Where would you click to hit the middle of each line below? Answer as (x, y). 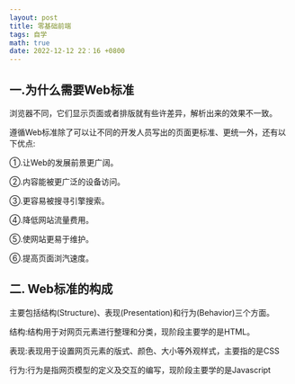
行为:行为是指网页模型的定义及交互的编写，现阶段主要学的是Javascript (140, 370)
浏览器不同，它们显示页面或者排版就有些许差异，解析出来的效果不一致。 (143, 112)
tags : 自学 (28, 34)
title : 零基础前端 (40, 26)
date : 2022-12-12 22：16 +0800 (67, 51)
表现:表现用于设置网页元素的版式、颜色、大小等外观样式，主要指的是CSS (145, 351)
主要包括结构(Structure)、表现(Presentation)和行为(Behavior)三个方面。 (142, 312)
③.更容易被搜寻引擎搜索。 (59, 201)
